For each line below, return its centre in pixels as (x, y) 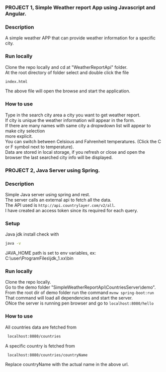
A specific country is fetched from (40, 346)
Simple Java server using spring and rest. (48, 194)
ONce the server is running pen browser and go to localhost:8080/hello (80, 303)
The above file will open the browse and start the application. (68, 91)
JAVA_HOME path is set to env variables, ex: (51, 253)
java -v (13, 244)
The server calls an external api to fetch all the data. (58, 200)
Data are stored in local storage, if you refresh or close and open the (75, 152)
